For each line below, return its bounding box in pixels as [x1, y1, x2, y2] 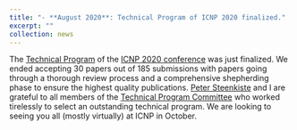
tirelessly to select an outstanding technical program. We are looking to [9, 102, 272, 112]
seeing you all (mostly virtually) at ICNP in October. [9, 110, 198, 121]
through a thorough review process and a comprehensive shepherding [9, 73, 270, 84]
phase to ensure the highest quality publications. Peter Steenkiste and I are [9, 82, 286, 93]
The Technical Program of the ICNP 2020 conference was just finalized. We [9, 54, 289, 65]
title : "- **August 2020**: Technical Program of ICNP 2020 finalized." [9, 12, 286, 22]
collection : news [9, 29, 74, 38]
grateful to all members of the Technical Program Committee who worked [9, 92, 280, 102]
